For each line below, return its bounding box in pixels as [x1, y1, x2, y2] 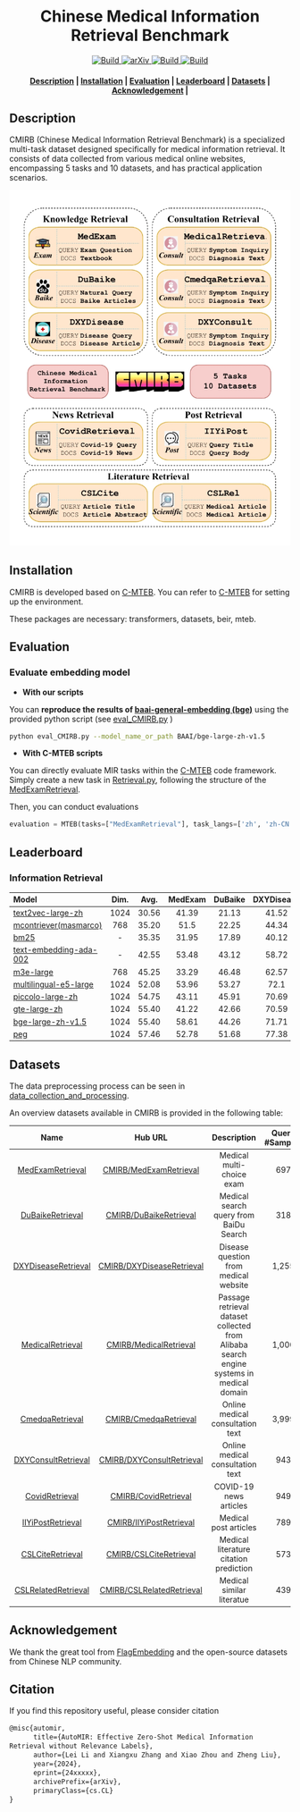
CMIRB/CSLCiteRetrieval [105, 1548, 196, 1559]
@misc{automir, [9, 1724, 66, 1733]
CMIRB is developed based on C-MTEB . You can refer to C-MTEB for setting [9, 586, 290, 597]
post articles [211, 1521, 257, 1532]
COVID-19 [213, 1481, 254, 1492]
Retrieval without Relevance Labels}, [9, 1741, 154, 1751]
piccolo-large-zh [12, 991, 79, 1002]
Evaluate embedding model [9, 666, 131, 678]
